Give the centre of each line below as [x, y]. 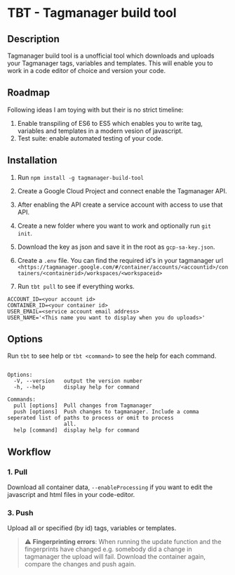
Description [33, 39]
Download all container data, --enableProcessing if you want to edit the [110, 487]
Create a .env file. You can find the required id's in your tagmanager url [120, 260]
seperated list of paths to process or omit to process [90, 418]
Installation [32, 161]
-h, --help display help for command [76, 387]
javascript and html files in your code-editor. [71, 495]
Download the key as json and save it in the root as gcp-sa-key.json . [116, 247]
